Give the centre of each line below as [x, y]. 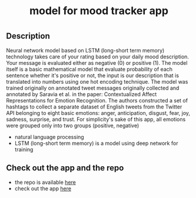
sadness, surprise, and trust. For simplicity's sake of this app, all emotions [96, 119]
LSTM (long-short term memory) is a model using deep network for [96, 143]
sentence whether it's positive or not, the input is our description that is [93, 75]
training [24, 149]
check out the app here [43, 188]
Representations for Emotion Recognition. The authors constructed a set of [97, 100]
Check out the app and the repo [65, 168]
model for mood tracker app [99, 11]
